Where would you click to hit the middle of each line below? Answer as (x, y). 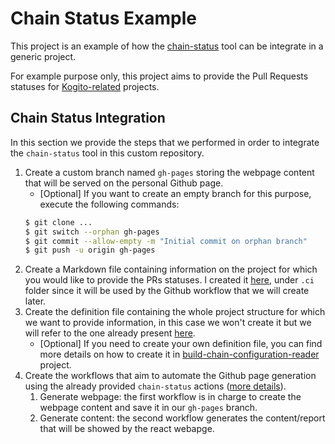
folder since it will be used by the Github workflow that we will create (167, 291)
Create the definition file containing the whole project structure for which (175, 312)
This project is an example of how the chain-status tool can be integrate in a (167, 46)
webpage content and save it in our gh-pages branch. (148, 408)
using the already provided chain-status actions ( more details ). (155, 386)
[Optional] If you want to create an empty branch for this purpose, (175, 193)
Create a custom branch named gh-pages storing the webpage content (169, 172)
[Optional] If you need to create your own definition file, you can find (181, 344)
